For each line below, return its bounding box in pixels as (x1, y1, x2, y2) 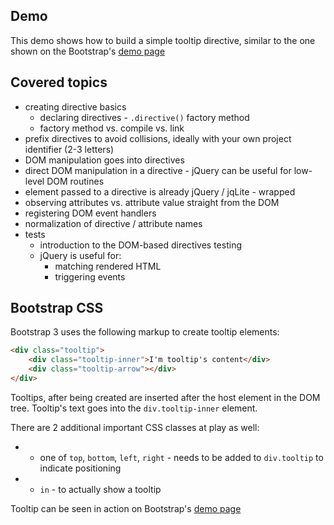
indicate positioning (39, 462, 122, 474)
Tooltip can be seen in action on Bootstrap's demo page (10, 502, 242, 514)
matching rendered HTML (54, 260, 162, 272)
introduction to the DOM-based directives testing (39, 239, 242, 251)
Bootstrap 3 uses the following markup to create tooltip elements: (10, 326, 280, 338)
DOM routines (46, 175, 105, 187)
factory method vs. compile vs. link (39, 122, 185, 134)
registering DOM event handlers (24, 207, 157, 219)
